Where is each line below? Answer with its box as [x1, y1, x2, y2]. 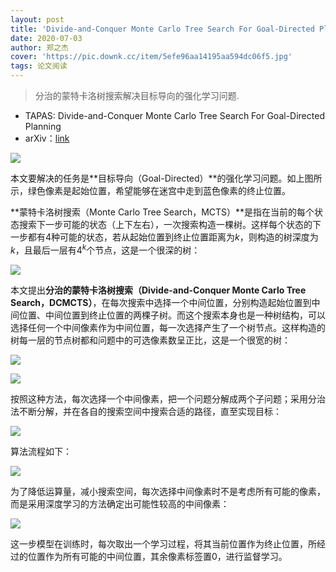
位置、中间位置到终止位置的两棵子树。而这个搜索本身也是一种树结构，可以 [18, 309, 326, 321]
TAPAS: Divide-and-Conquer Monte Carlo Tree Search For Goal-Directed [24, 110, 325, 121]
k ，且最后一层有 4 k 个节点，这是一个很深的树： [10, 242, 201, 256]
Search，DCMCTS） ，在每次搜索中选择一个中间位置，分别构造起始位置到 [10, 296, 312, 308]
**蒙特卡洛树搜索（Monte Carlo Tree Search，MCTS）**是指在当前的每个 [10, 206, 315, 218]
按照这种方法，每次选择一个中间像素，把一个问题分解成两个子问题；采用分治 [10, 392, 326, 405]
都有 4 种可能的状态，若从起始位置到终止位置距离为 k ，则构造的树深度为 [27, 231, 319, 243]
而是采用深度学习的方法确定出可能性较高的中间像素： [10, 497, 230, 510]
